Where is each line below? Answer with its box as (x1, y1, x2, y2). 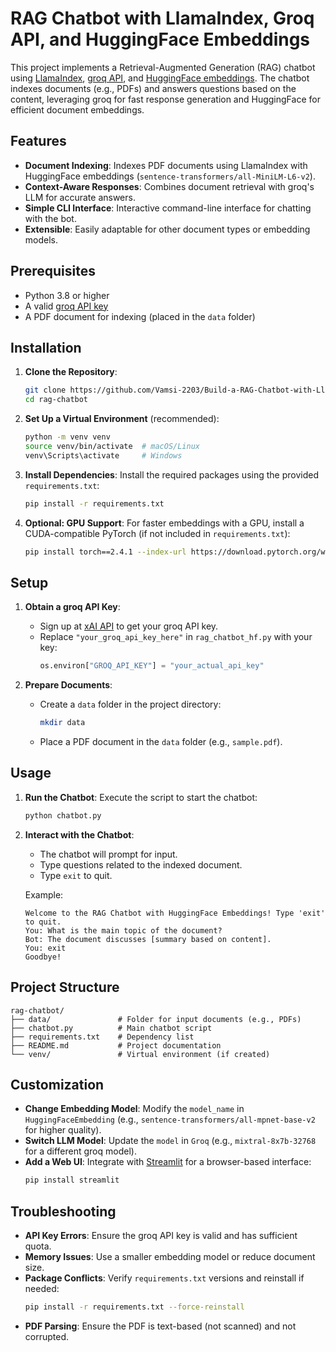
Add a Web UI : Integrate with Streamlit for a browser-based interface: (24, 1156, 312, 1168)
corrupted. (24, 1330, 70, 1342)
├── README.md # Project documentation (10, 1040, 222, 1051)
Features (10, 133, 67, 150)
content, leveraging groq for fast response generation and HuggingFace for (10, 93, 321, 105)
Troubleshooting (10, 1203, 117, 1220)
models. (24, 233, 59, 246)
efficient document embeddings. (10, 103, 145, 116)
